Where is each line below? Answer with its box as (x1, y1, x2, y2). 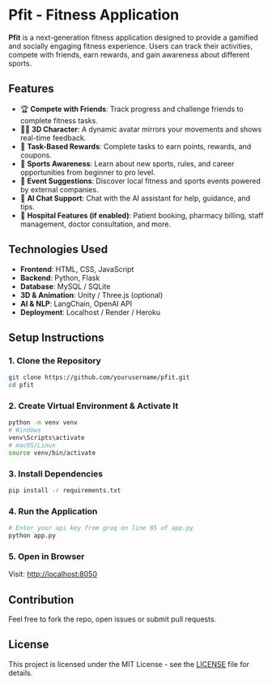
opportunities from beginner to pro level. (19, 167, 155, 177)
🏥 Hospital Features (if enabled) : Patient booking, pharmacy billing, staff (19, 210, 264, 220)
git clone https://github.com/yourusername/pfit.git (8, 373, 190, 382)
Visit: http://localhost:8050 (8, 570, 98, 579)
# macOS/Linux (8, 441, 57, 450)
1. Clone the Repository (8, 355, 101, 366)
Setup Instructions (8, 330, 104, 344)
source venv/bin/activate (8, 449, 96, 457)
